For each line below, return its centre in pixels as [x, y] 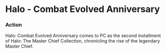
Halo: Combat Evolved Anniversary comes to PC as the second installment [83, 35]
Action [14, 25]
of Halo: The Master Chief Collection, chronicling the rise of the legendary [83, 41]
